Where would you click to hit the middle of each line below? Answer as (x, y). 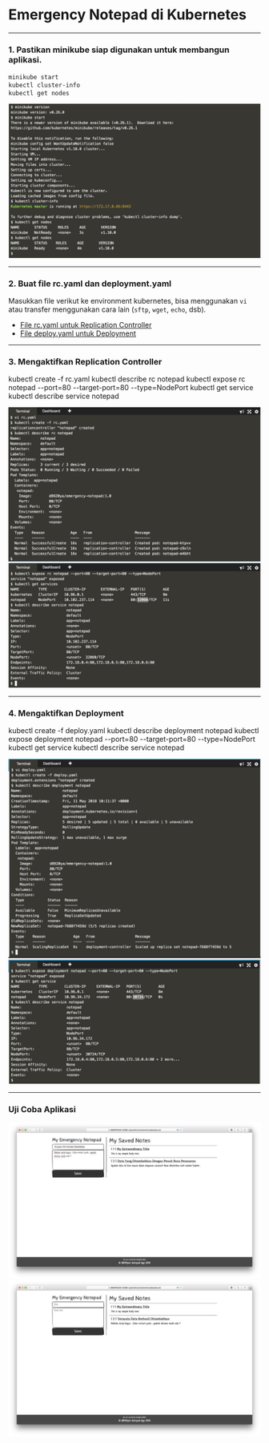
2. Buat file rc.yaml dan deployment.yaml (90, 284)
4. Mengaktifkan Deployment (66, 713)
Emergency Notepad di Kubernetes (127, 15)
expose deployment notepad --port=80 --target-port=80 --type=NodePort (132, 740)
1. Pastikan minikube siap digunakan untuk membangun (119, 50)
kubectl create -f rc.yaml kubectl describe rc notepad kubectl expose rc (127, 379)
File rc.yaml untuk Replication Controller (86, 325)
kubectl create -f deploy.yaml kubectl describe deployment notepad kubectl (134, 731)
